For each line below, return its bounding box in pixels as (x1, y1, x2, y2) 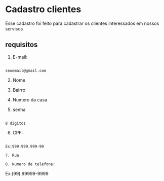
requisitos (5, 41, 38, 49)
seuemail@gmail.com (5, 68, 47, 73)
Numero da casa (12, 96, 48, 102)
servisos (5, 25, 23, 31)
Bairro (12, 87, 26, 93)
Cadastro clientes (5, 4, 81, 15)
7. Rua (5, 153, 19, 158)
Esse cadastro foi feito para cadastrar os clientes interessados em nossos (5, 20, 159, 26)
